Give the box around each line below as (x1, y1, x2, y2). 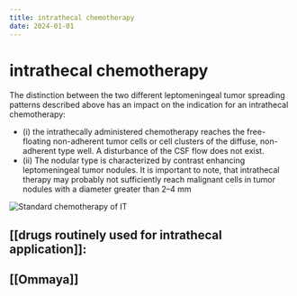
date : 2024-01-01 (9, 22, 75, 31)
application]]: (9, 241, 87, 256)
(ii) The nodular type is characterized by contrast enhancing (22, 155, 246, 166)
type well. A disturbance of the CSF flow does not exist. (58, 146, 265, 157)
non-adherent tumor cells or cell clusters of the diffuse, (52, 136, 258, 147)
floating (22, 136, 51, 147)
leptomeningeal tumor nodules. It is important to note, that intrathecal (22, 165, 280, 175)
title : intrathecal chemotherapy (9, 13, 135, 22)
